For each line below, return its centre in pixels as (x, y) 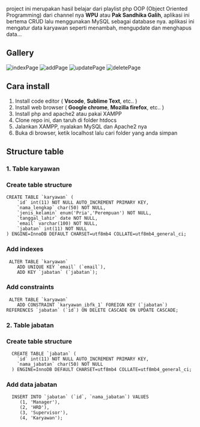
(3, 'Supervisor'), (44, 413)
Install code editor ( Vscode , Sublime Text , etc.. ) (76, 101)
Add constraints (30, 287)
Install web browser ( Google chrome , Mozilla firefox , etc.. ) (89, 107)
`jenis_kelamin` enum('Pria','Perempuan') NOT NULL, (84, 213)
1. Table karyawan (33, 169)
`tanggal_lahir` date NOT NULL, (57, 219)
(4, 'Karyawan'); (41, 418)
